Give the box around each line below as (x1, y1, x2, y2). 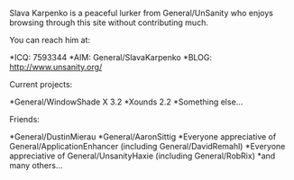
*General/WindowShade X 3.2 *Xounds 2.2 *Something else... (9, 96, 243, 107)
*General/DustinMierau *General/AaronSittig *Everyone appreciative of (9, 131, 277, 142)
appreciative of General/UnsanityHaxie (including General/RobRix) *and (9, 150, 276, 161)
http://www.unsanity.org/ (9, 62, 103, 72)
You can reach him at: (9, 35, 91, 45)
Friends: (9, 114, 41, 124)
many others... (9, 160, 63, 170)
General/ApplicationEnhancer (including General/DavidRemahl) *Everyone (9, 141, 286, 151)
